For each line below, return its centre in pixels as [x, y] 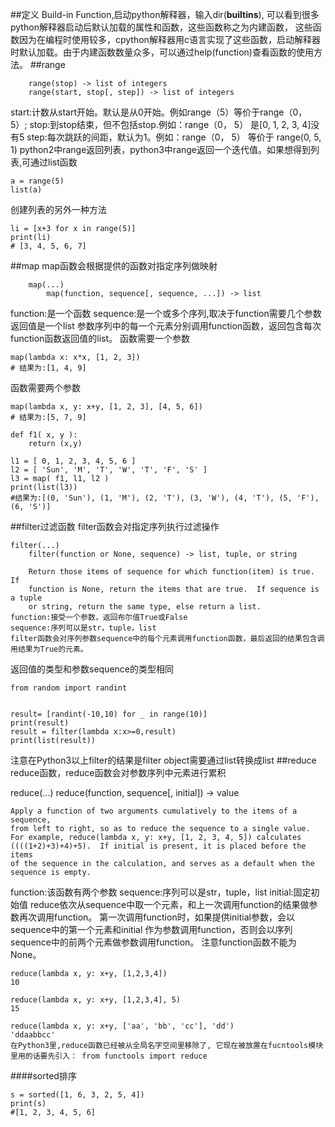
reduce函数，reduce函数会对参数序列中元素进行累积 [118, 772]
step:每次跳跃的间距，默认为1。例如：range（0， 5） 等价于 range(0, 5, [174, 137]
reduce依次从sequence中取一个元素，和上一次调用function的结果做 [169, 904]
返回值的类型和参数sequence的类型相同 [92, 669]
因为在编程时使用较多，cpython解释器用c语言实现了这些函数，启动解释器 [169, 39]
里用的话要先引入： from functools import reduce [109, 1056]
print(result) [40, 723]
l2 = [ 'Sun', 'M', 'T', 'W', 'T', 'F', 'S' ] [109, 470]
